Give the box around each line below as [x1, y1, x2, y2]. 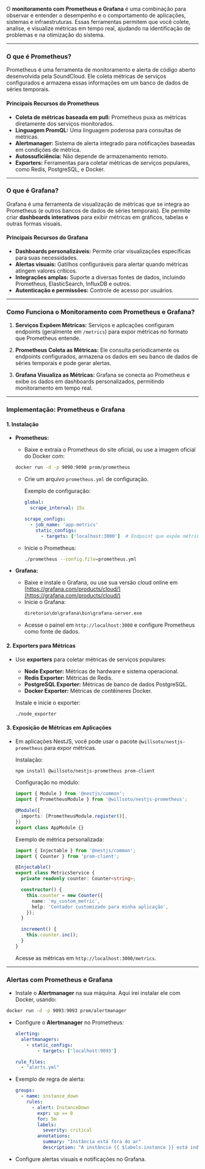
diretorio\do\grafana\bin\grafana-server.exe [24, 610, 142, 616]
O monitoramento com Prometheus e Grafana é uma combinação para [6, 6, 186, 12]
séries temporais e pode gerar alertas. [15, 360, 112, 367]
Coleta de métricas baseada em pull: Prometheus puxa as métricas [15, 113, 187, 121]
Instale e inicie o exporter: [15, 698, 81, 706]
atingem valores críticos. [15, 267, 77, 274]
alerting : [15, 1031, 41, 1037]
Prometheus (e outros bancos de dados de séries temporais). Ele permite [6, 206, 191, 214]
